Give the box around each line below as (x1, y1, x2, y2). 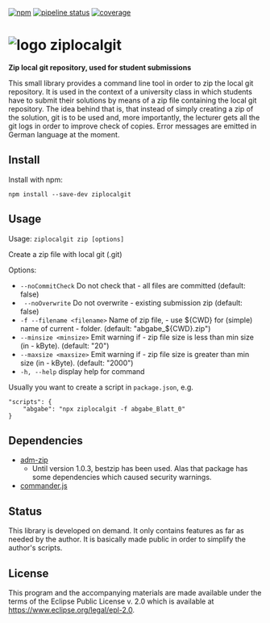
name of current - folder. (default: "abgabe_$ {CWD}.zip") (19, 323, 211, 333)
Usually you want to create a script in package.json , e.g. (8, 382, 193, 392)
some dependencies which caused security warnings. (31, 473, 212, 482)
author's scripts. (8, 543, 63, 553)
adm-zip (19, 455, 48, 465)
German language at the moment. (8, 129, 120, 139)
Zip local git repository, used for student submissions (8, 62, 192, 72)
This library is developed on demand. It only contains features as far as (8, 526, 244, 536)
